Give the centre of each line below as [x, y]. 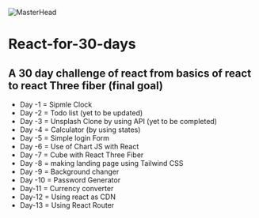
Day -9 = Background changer [69, 171]
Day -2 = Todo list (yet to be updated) [81, 113]
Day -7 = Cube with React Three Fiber [82, 155]
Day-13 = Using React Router [67, 205]
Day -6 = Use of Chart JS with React [79, 147]
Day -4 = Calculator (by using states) [80, 130]
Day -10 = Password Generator [70, 180]
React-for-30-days [72, 44]
